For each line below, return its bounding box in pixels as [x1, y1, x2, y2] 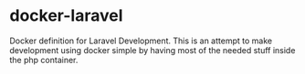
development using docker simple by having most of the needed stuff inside [9, 44, 296, 55]
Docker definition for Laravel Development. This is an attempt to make [9, 35, 272, 46]
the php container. [9, 54, 79, 65]
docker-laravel [9, 5, 123, 26]
